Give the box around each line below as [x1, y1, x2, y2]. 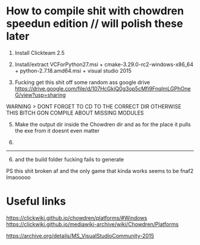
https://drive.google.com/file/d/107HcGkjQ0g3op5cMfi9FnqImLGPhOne [14, 85, 191, 92]
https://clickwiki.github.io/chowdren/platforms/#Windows [6, 214, 148, 221]
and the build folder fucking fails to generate [14, 156, 124, 163]
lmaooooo [6, 173, 31, 181]
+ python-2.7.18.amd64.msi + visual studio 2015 [14, 67, 132, 74]
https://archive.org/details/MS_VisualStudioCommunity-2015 [6, 232, 155, 239]
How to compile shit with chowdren [6, 4, 185, 18]
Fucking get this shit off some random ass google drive [14, 79, 151, 86]
